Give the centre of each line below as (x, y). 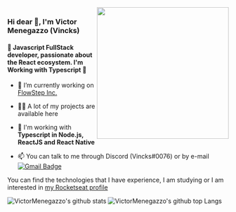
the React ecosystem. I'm (45, 62)
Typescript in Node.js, (51, 135)
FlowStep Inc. (37, 93)
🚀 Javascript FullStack (40, 47)
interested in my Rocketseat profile (58, 187)
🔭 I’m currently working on (55, 85)
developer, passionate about (50, 55)
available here (38, 114)
